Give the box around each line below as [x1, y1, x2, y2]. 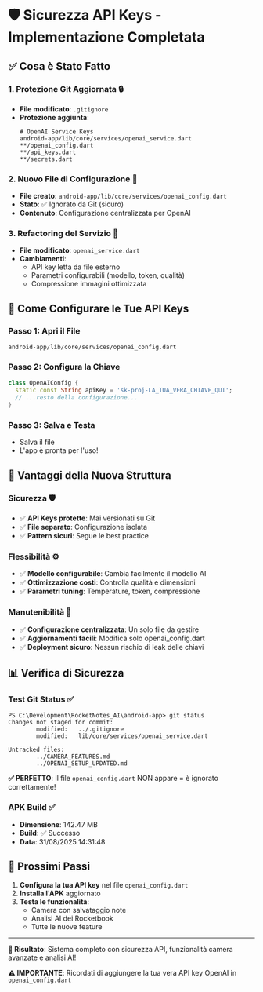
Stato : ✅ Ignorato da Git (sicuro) [19, 199, 124, 209]
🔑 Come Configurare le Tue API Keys [8, 301, 189, 315]
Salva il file [19, 437, 55, 447]
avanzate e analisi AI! [8, 953, 77, 962]
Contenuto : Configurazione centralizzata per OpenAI [19, 209, 191, 218]
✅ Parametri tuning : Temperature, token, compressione [19, 586, 200, 596]
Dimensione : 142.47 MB [19, 819, 98, 829]
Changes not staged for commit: [8, 719, 113, 727]
